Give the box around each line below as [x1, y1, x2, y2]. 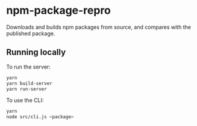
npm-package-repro [6, 4, 111, 17]
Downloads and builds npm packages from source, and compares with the [6, 23, 192, 31]
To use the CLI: [6, 97, 44, 104]
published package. [6, 29, 55, 37]
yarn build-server [6, 80, 52, 86]
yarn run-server [6, 86, 47, 92]
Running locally [6, 47, 66, 58]
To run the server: [6, 63, 51, 70]
